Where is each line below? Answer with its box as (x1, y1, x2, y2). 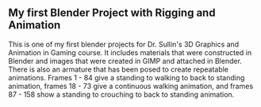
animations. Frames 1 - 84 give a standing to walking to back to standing (8, 72, 245, 82)
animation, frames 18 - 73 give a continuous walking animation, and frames (8, 81, 254, 90)
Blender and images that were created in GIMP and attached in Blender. (8, 56, 242, 65)
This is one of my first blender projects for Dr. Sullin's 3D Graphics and (8, 39, 240, 49)
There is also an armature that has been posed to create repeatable (8, 65, 228, 74)
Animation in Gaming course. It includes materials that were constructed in (8, 47, 252, 57)
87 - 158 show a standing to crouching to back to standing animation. (8, 90, 235, 99)
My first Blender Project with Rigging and (8, 6, 216, 20)
